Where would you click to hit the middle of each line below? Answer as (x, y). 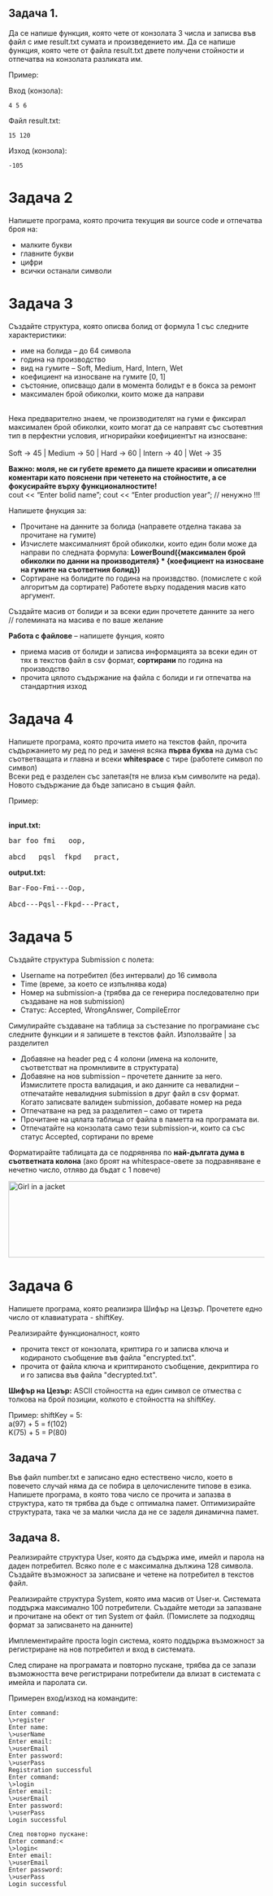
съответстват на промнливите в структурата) (100, 1067)
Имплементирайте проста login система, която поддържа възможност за (136, 1641)
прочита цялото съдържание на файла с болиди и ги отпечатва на (136, 677)
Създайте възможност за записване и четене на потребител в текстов (131, 1574)
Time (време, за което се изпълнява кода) (93, 984)
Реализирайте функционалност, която (74, 1333)
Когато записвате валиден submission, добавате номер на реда (131, 1102)
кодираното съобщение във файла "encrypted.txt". (108, 1357)
